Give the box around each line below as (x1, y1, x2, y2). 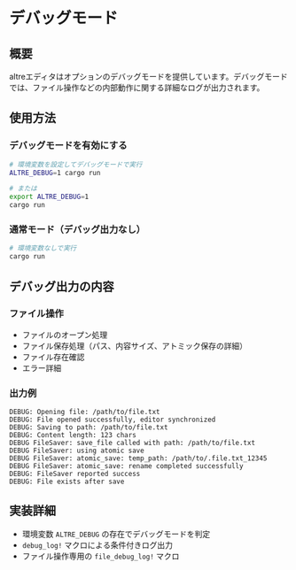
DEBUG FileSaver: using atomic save (9, 446, 144, 456)
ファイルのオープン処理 (21, 329, 108, 340)
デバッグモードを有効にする (9, 139, 128, 151)
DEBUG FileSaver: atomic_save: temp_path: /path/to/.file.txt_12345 (9, 454, 268, 463)
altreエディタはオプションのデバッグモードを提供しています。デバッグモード (9, 72, 288, 81)
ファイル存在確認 (21, 351, 85, 362)
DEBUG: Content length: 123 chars (9, 431, 137, 440)
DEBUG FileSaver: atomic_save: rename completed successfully (9, 462, 244, 471)
